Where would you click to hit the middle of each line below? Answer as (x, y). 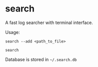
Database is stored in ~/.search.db (41, 59)
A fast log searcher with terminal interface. (49, 22)
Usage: (12, 32)
